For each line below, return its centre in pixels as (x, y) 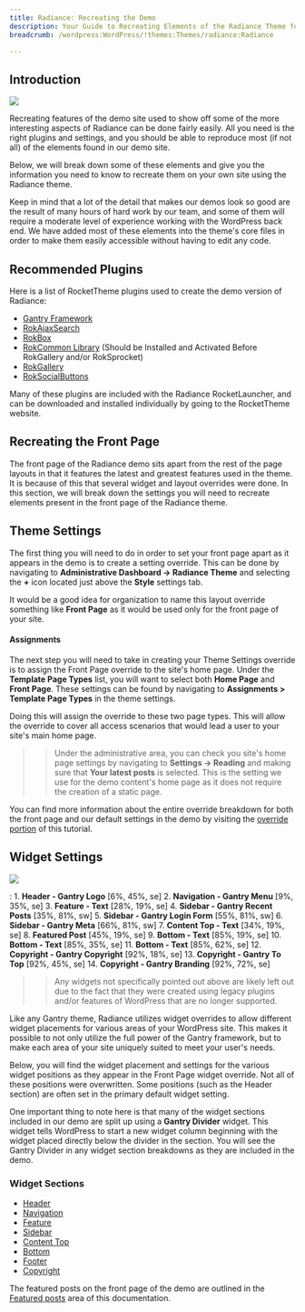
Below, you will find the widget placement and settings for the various (140, 1065)
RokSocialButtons (55, 376)
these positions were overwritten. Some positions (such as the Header (141, 1084)
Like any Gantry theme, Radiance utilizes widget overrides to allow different (151, 1018)
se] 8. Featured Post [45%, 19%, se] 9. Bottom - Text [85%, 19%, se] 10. (145, 935)
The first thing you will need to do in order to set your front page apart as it (149, 553)
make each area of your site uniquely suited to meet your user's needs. (143, 1047)
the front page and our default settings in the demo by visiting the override (149, 818)
